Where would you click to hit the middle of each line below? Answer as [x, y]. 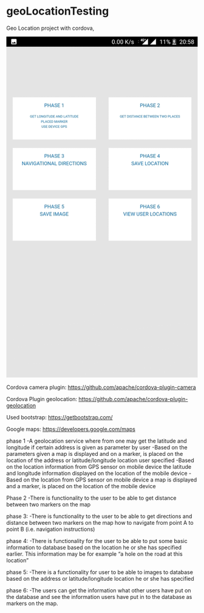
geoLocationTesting [58, 11]
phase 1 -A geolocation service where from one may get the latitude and [97, 441]
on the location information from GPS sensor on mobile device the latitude [99, 466]
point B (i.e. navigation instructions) [51, 529]
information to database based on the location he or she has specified [94, 547]
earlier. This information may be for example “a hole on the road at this [95, 554]
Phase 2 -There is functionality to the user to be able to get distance [91, 498]
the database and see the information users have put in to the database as [99, 597]
